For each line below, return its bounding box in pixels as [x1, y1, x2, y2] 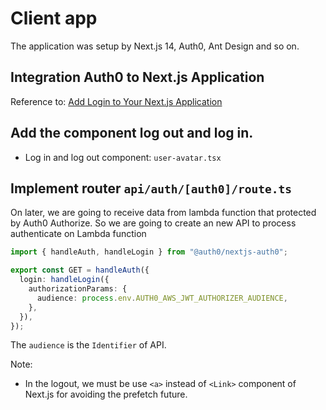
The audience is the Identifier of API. [10, 339, 167, 351]
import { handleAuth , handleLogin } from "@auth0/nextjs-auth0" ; [10, 247, 288, 257]
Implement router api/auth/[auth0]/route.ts [10, 180, 293, 197]
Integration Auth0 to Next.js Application [10, 69, 265, 86]
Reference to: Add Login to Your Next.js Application [10, 95, 223, 107]
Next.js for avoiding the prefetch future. [24, 388, 188, 401]
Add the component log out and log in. [10, 125, 254, 142]
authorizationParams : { [28, 284, 128, 294]
